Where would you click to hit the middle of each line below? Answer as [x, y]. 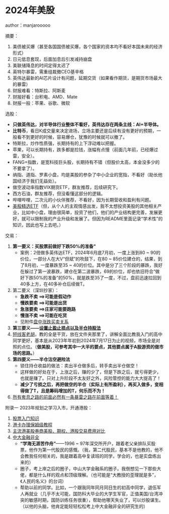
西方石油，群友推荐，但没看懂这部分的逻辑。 [59, 193]
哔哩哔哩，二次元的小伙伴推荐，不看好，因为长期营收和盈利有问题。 [83, 199]
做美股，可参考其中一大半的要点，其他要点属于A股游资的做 [98, 347]
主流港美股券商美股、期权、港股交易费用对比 [59, 431]
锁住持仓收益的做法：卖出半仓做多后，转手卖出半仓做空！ [79, 365]
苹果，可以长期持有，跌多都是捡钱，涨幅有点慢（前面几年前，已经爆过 [85, 149]
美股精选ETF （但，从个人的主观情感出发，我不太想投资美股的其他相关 [85, 206]
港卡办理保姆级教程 [32, 425]
